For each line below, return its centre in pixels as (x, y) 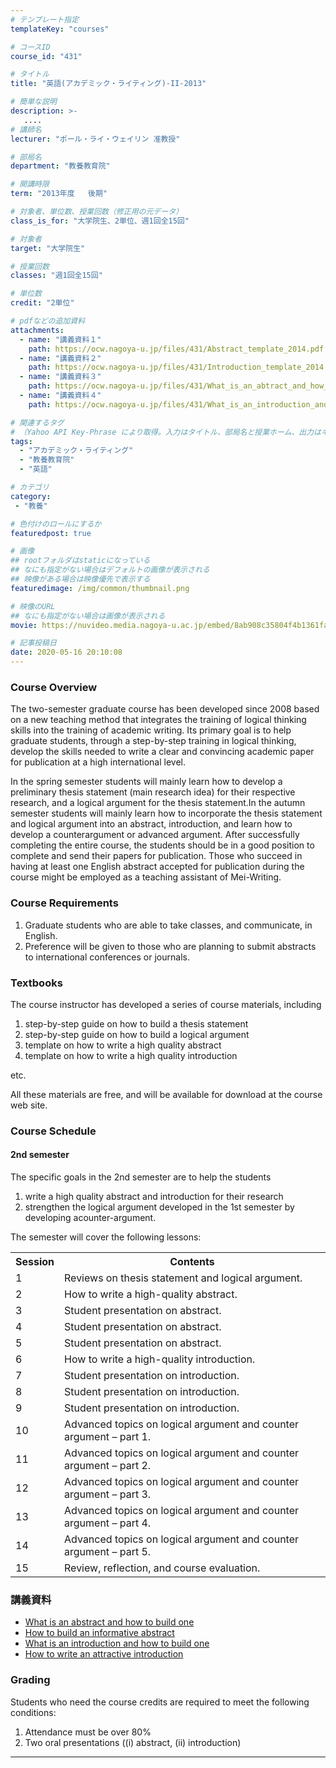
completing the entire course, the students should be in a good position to (162, 845)
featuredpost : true (51, 533)
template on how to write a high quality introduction (131, 1055)
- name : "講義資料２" (60, 358)
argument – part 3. (108, 1494)
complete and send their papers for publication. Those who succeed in (156, 856)
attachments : (37, 330)
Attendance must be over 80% (88, 1732)
